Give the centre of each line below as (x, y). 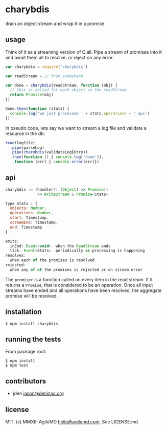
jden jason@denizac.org (38, 393)
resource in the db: (25, 133)
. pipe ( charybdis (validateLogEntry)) (49, 152)
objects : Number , (28, 208)
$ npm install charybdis (32, 324)
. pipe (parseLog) (27, 148)
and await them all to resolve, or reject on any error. (59, 57)
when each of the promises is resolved (52, 260)
